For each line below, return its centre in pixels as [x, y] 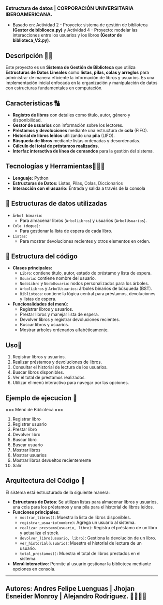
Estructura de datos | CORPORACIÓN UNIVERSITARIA [70, 8]
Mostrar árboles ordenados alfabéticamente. [64, 330]
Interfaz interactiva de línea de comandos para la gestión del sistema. [83, 151]
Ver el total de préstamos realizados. [49, 378]
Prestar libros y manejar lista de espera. [59, 314]
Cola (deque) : [26, 225]
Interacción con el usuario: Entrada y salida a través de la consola [79, 188]
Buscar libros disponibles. [38, 372]
